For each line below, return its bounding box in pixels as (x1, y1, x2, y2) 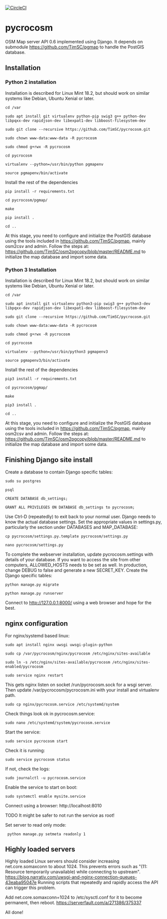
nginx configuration (5, 619, 68, 628)
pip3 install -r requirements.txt (5, 376, 77, 381)
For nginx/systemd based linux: (5, 633, 70, 639)
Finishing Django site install (5, 456, 93, 464)
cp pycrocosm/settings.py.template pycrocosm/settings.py (5, 534, 128, 539)
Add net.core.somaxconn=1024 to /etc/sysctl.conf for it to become (5, 895, 143, 901)
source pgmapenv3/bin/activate (5, 358, 70, 363)
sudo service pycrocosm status (5, 757, 70, 762)
